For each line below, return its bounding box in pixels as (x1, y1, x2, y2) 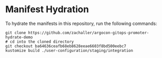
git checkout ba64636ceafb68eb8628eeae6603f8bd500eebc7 (5, 43, 126, 49)
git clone (5, 30, 26, 35)
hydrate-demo (5, 35, 33, 40)
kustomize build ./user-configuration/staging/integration (5, 48, 133, 53)
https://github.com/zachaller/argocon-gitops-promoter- (28, 30, 149, 35)
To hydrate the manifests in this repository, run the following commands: (5, 20, 157, 26)
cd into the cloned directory (10, 39, 74, 44)
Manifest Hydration (5, 4, 89, 15)
